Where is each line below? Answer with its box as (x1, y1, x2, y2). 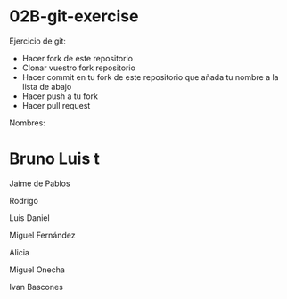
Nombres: (9, 117, 46, 128)
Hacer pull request (21, 100, 91, 110)
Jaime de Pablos (9, 178, 70, 189)
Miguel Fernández (9, 230, 76, 240)
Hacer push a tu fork (21, 91, 98, 101)
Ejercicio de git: (9, 36, 67, 46)
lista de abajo (21, 81, 72, 92)
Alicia (9, 246, 29, 257)
